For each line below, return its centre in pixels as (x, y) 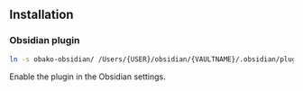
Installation (41, 15)
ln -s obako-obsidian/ (52, 59)
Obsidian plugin (45, 41)
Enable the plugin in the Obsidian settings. (88, 77)
